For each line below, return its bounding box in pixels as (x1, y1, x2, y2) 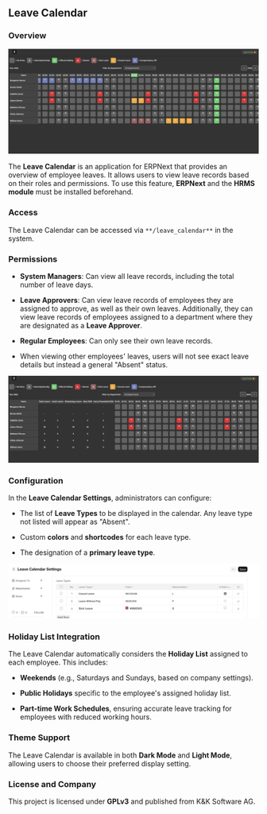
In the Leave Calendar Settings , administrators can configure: (8, 493, 212, 502)
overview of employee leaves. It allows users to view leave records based (8, 170, 250, 180)
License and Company (8, 778, 97, 789)
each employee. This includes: (8, 657, 109, 667)
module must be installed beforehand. (8, 187, 133, 197)
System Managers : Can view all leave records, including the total (19, 271, 234, 281)
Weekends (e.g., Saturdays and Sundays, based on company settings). (19, 673, 254, 683)
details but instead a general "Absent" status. (19, 359, 168, 369)
